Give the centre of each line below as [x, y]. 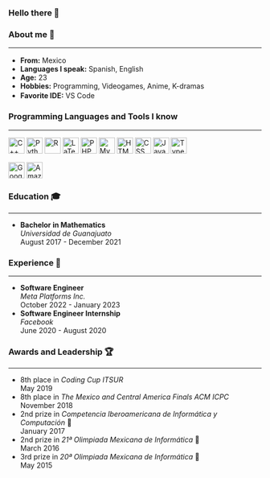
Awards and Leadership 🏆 [61, 352]
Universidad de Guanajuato [66, 233]
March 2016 [40, 448]
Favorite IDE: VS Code [57, 96]
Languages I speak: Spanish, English [82, 69]
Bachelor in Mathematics [63, 225]
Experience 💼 [35, 262]
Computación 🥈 [46, 422]
